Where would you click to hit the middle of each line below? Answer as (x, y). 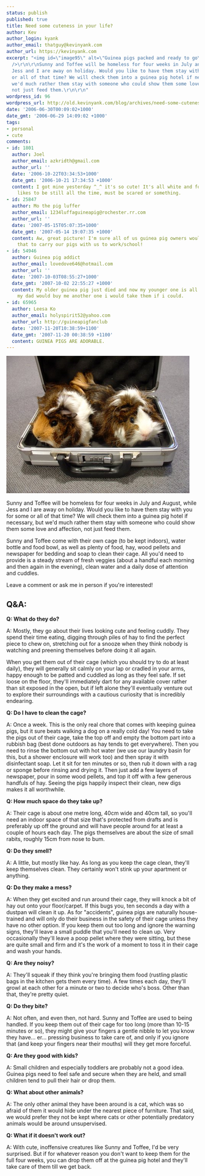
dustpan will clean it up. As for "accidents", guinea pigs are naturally (92, 912)
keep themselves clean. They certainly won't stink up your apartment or (97, 869)
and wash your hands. (34, 951)
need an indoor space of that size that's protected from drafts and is (92, 820)
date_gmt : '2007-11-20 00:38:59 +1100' (63, 335)
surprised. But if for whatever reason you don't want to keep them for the (98, 1154)
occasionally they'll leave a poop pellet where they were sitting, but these (99, 938)
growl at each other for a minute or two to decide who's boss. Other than (98, 988)
